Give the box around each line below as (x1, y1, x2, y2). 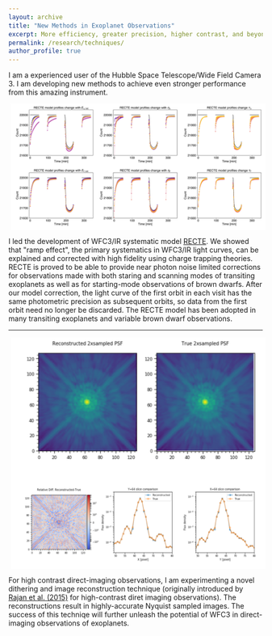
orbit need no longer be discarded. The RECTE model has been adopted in (8, 305, 257, 315)
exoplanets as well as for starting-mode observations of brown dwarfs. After (8, 280, 262, 289)
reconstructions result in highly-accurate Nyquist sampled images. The (8, 601, 245, 611)
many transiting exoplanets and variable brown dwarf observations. (8, 314, 232, 323)
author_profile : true (8, 47, 82, 56)
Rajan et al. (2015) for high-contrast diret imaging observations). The (8, 592, 236, 602)
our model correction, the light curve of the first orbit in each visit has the (8, 288, 253, 298)
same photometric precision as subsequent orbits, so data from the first (8, 297, 248, 306)
